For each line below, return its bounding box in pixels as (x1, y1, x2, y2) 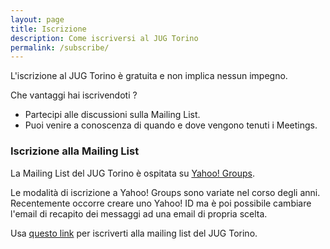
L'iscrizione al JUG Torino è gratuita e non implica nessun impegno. (10, 70, 288, 82)
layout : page (10, 14, 65, 25)
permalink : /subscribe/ (10, 42, 110, 53)
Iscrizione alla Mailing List (10, 144, 140, 158)
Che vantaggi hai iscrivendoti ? (10, 89, 138, 101)
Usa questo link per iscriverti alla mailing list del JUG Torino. (10, 227, 258, 239)
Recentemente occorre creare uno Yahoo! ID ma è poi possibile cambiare (10, 197, 312, 209)
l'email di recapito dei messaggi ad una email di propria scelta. (10, 207, 268, 220)
